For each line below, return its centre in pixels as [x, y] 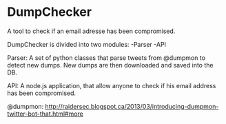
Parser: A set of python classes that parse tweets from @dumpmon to [106, 58]
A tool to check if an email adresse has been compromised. [91, 31]
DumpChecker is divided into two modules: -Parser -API [87, 44]
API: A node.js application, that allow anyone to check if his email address [112, 85]
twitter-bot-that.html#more [45, 114]
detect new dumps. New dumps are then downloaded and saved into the [110, 65]
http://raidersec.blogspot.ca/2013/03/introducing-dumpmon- [132, 106]
